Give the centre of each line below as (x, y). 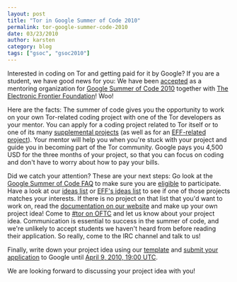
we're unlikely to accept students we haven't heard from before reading (112, 228)
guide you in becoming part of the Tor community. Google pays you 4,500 (115, 147)
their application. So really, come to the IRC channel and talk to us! (104, 236)
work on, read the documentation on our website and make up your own (112, 206)
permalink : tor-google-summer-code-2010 (68, 27)
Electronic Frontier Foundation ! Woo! (61, 95)
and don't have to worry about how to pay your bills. (83, 162)
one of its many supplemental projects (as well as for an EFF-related (107, 132)
